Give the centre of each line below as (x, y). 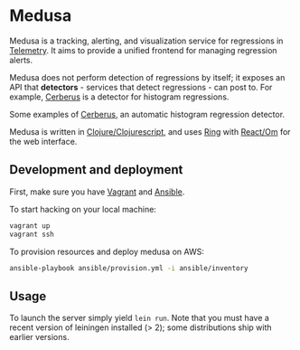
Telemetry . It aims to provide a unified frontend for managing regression (143, 50)
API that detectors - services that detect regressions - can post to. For (141, 87)
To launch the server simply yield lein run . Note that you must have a (139, 318)
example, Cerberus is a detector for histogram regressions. (119, 97)
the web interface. (43, 141)
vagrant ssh (32, 234)
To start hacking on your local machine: (83, 209)
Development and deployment (96, 170)
